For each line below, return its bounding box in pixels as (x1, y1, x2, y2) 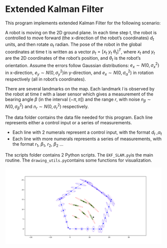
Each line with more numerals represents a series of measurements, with (12, 136, 162, 142)
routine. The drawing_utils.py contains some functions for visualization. (5, 157, 153, 163)
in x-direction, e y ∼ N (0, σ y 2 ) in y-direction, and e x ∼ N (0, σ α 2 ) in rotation (5, 69, 154, 77)
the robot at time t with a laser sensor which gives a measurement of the (5, 91, 154, 97)
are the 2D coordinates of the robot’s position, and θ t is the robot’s (5, 55, 141, 62)
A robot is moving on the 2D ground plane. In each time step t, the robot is (5, 29, 157, 35)
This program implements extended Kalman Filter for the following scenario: (5, 20, 161, 26)
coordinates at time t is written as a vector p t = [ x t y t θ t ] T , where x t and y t (5, 48, 155, 56)
